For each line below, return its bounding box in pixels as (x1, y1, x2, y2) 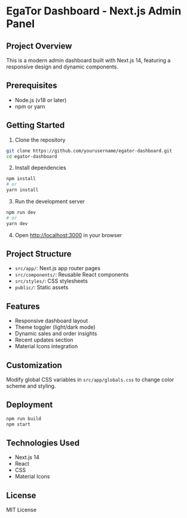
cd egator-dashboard (6, 153, 58, 160)
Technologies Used (6, 438, 79, 448)
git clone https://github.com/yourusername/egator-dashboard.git (6, 148, 172, 154)
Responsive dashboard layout (14, 317, 88, 325)
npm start (6, 421, 31, 427)
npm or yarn (14, 103, 45, 110)
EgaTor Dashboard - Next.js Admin (6, 4, 182, 18)
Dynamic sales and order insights (14, 330, 97, 337)
